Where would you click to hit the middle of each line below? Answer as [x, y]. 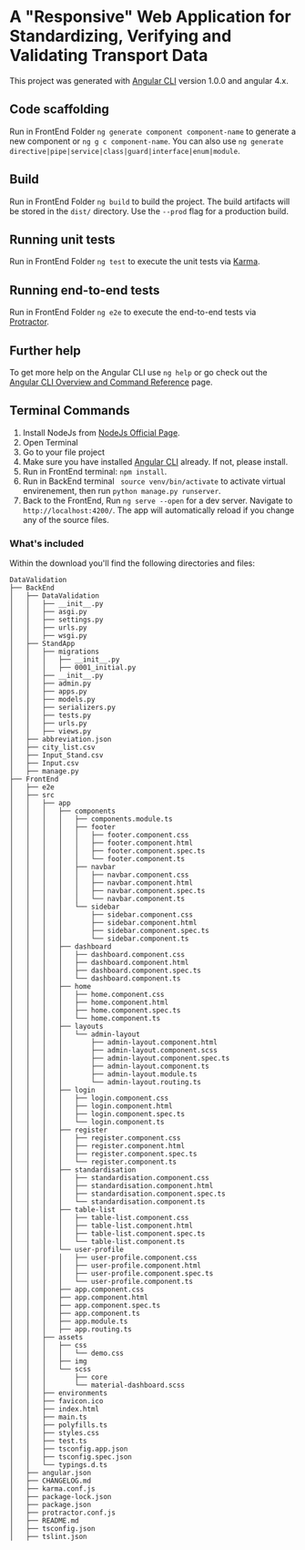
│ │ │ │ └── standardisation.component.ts [107, 1202]
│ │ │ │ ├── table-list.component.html [102, 1226]
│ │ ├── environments [58, 1393]
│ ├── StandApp [42, 644]
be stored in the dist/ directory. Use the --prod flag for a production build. [149, 210]
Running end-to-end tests [85, 290]
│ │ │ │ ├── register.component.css [95, 1138]
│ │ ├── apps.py [49, 692]
